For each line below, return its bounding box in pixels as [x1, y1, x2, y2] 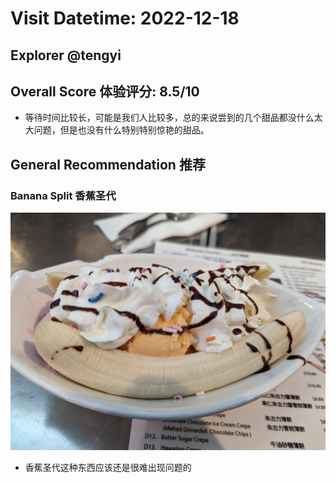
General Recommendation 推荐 [10, 156, 206, 173]
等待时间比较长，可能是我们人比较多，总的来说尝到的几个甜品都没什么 [24, 112, 315, 124]
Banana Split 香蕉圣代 [10, 188, 117, 202]
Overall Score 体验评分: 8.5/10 [10, 83, 200, 100]
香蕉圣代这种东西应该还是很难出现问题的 [24, 461, 192, 473]
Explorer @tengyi [10, 47, 122, 64]
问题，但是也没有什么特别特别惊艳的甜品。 [33, 124, 210, 136]
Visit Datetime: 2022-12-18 [10, 7, 240, 30]
